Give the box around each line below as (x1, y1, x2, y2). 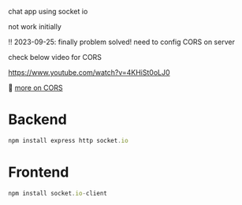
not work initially (8, 22, 61, 31)
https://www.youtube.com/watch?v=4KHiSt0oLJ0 (8, 68, 171, 77)
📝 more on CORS (8, 83, 63, 92)
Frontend (8, 163, 69, 181)
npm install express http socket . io (8, 136, 128, 144)
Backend (8, 110, 67, 129)
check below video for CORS (8, 53, 102, 61)
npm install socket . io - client (8, 189, 108, 197)
